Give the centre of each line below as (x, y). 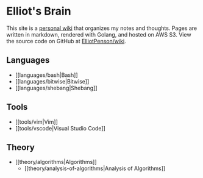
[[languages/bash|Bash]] (46, 75)
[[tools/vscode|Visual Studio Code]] (60, 128)
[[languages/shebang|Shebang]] (56, 88)
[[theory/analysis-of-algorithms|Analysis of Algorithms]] (95, 168)
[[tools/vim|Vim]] (36, 122)
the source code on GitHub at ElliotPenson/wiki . (66, 41)
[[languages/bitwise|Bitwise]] (52, 81)
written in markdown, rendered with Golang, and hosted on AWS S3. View (99, 34)
